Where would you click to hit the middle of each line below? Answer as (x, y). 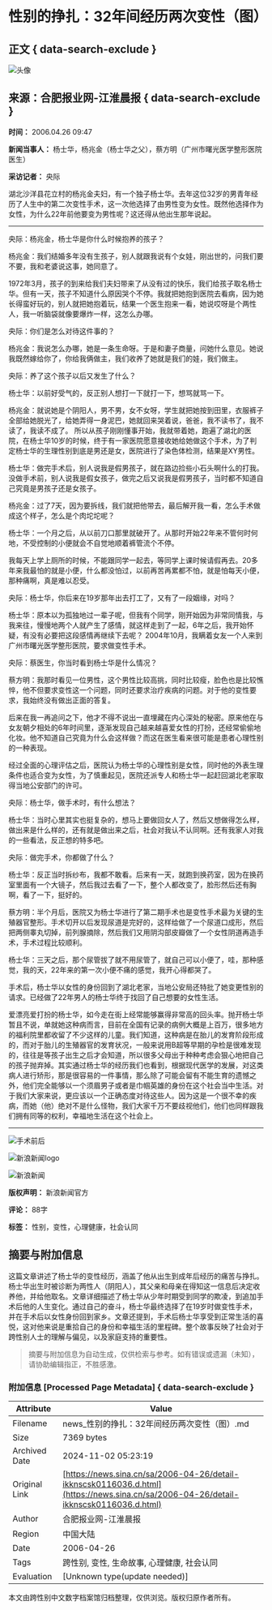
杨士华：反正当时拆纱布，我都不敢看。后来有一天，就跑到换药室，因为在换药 (136, 874)
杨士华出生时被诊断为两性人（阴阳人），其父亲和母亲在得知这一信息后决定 (131, 1286)
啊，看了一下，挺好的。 (47, 895)
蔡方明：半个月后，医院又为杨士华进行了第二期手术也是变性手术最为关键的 (132, 912)
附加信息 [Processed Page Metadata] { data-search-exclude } (132, 1387)
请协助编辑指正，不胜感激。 (74, 1364)
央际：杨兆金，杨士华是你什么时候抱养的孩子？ (86, 238)
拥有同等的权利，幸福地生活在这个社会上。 (86, 1115)
